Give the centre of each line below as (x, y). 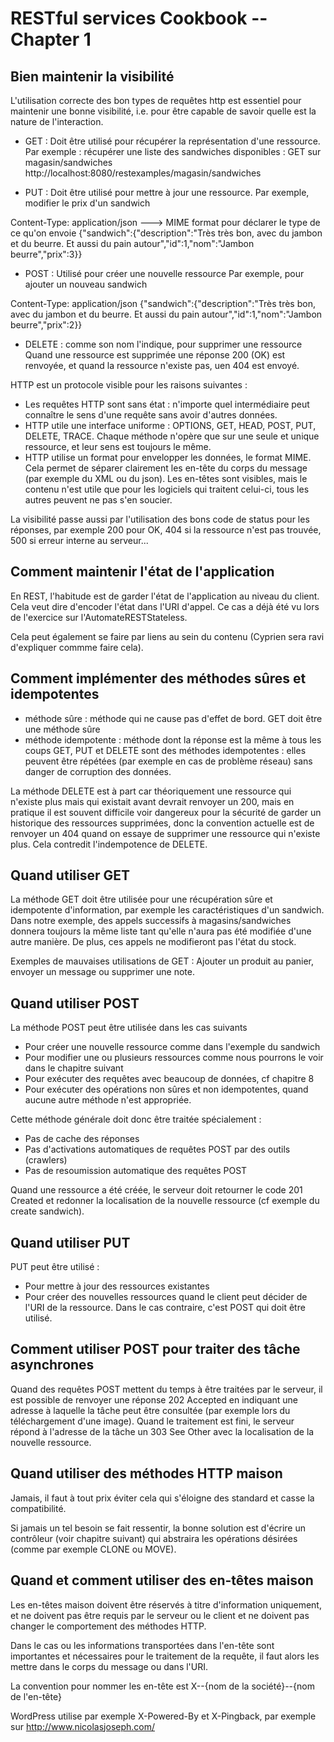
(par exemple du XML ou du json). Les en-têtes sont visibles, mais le (166, 478)
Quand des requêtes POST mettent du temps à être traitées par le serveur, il (166, 1389)
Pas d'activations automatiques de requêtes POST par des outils (157, 1149)
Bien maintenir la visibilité (92, 76)
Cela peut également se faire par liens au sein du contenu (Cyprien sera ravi (167, 636)
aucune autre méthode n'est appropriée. (108, 1100)
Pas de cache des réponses (82, 1139)
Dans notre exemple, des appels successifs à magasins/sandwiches (151, 921)
